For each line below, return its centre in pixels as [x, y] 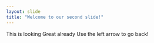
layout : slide [24, 11]
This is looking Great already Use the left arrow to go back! [77, 34]
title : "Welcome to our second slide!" [55, 17]
